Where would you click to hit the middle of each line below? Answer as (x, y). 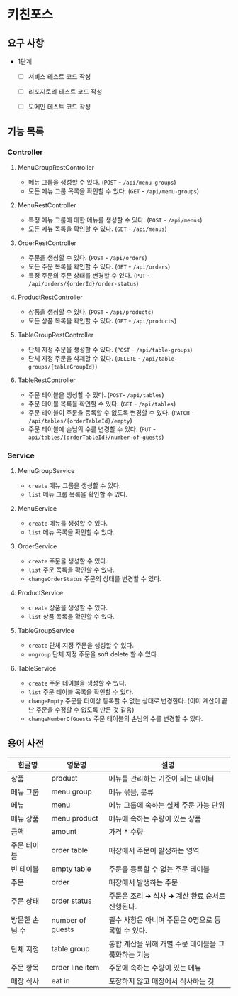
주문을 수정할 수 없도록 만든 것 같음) (85, 710)
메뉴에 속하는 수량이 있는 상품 (155, 818)
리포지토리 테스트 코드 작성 (65, 92)
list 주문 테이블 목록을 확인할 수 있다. (81, 692)
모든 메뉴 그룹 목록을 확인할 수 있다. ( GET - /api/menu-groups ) (114, 191)
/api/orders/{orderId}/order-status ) (84, 283)
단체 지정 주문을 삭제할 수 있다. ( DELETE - (85, 358)
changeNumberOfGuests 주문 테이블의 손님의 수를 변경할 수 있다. (115, 719)
